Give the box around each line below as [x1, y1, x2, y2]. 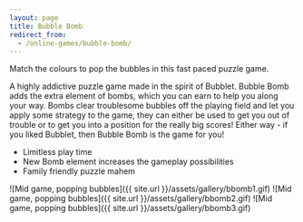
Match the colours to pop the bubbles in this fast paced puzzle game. [9, 63, 269, 74]
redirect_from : [9, 30, 67, 39]
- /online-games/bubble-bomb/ [17, 38, 132, 48]
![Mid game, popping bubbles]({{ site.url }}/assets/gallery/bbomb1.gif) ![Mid [9, 183, 292, 195]
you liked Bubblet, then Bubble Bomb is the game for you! [9, 129, 225, 140]
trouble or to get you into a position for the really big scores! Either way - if [9, 120, 288, 130]
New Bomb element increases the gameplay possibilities [22, 156, 234, 168]
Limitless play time [22, 147, 93, 158]
